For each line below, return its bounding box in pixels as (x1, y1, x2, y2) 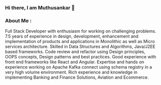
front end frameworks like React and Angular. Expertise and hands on (5, 59, 144, 65)
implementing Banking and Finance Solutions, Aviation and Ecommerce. (5, 74, 149, 80)
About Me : (5, 17, 32, 24)
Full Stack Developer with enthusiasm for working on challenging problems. (5, 28, 157, 34)
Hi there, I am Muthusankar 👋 (5, 4, 75, 11)
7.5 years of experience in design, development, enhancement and (5, 33, 139, 39)
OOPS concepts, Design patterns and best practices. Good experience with (5, 54, 157, 60)
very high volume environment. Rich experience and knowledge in (5, 70, 138, 75)
